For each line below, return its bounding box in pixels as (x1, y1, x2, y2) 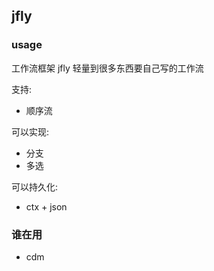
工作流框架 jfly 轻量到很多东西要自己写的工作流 (11, 62, 204, 74)
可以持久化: (11, 180, 59, 193)
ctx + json (25, 200, 68, 213)
